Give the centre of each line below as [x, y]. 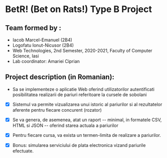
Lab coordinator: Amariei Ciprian [46, 61]
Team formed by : [33, 28]
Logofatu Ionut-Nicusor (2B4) [43, 45]
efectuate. [23, 151]
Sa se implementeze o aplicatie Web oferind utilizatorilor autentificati [83, 89]
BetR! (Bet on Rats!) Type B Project [78, 9]
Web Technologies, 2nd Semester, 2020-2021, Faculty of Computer [82, 51]
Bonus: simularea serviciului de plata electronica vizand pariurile [79, 145]
